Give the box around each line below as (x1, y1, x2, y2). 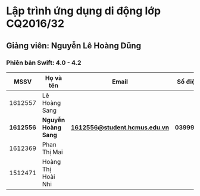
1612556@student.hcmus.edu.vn (70, 123, 170, 132)
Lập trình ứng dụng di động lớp (6, 4, 161, 18)
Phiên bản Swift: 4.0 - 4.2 (6, 58, 82, 67)
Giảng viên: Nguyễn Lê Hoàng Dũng (6, 41, 142, 51)
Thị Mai (42, 148, 63, 156)
